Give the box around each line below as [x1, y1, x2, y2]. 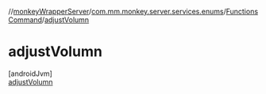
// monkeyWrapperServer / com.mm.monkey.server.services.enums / [8, 7, 226, 16]
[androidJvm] [8, 69, 53, 78]
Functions [226, 7, 259, 16]
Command [8, 15, 42, 24]
